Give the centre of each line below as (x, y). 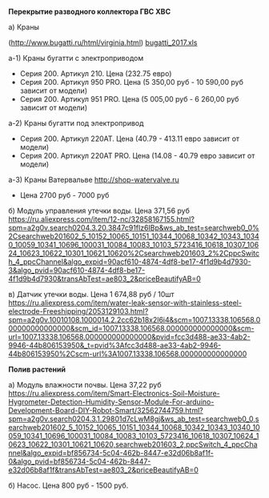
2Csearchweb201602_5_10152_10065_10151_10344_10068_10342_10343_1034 (134, 236)
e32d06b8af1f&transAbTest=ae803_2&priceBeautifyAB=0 (103, 470)
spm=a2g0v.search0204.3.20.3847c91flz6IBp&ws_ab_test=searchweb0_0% (134, 228)
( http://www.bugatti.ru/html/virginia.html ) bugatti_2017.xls (103, 42)
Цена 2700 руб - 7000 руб (64, 195)
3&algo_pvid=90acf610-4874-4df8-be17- (77, 270)
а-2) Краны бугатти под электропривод (76, 123)
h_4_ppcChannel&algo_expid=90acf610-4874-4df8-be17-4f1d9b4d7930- (130, 262)
